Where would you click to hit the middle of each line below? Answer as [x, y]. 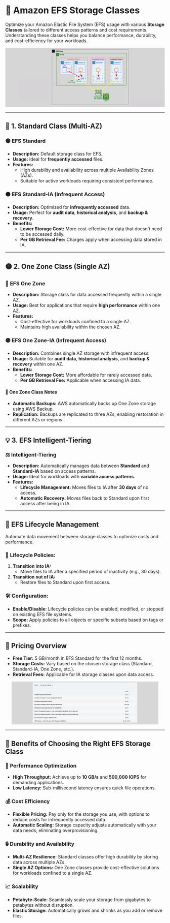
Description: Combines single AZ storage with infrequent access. [81, 353]
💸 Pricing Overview [36, 646]
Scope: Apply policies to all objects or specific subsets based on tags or [88, 620]
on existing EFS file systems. [42, 614]
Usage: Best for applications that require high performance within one [86, 305]
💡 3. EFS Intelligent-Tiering [48, 440]
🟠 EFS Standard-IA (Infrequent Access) [55, 194]
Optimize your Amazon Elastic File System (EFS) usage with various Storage [85, 24]
